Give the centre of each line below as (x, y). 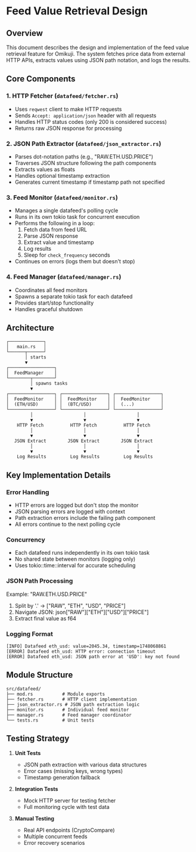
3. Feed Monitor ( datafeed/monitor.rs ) (62, 197)
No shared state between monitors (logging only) (75, 559)
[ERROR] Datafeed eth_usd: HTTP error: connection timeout (81, 651)
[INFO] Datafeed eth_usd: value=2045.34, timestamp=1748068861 (86, 646)
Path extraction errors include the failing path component (85, 518)
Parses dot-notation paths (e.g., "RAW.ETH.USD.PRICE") (84, 156)
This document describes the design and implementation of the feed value (98, 47)
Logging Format (30, 634)
